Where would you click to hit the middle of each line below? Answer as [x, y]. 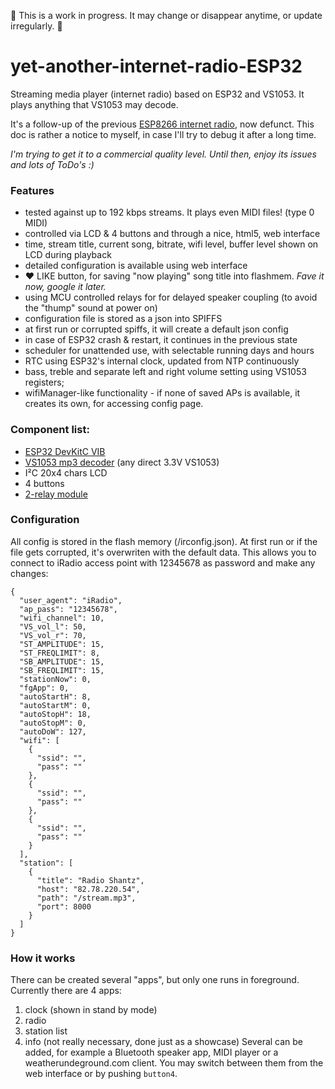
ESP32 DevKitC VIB [65, 451]
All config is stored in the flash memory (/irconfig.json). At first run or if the [164, 541]
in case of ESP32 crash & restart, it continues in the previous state [161, 340]
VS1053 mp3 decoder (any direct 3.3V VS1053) [122, 462]
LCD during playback [68, 255]
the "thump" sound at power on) [91, 308]
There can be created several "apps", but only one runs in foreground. [155, 980]
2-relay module [56, 494]
